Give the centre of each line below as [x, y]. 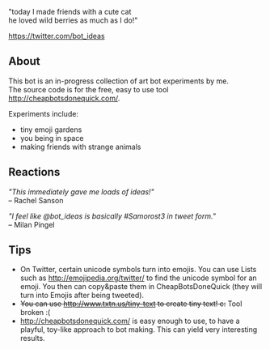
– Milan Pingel [32, 224]
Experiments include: [44, 113]
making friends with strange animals [80, 147]
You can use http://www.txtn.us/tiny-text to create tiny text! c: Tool [131, 304]
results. [33, 338]
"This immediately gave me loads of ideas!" [82, 192]
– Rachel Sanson [36, 200]
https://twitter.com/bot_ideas [57, 36]
